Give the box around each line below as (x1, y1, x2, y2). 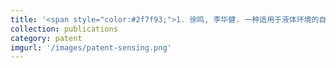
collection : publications (10, 24, 118, 34)
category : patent (10, 33, 83, 43)
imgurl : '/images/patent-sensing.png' (10, 42, 172, 53)
